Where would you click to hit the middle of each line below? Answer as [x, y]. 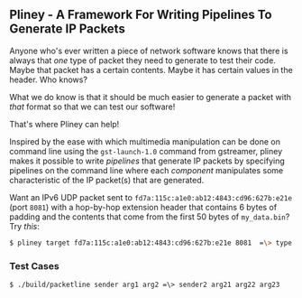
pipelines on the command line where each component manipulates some [146, 170]
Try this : [25, 226]
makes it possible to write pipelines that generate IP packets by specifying [147, 161]
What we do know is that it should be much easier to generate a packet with [150, 97]
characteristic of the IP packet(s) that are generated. [107, 180]
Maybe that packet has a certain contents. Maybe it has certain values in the [151, 70]
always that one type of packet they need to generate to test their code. [143, 60]
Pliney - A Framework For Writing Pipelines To [141, 15]
